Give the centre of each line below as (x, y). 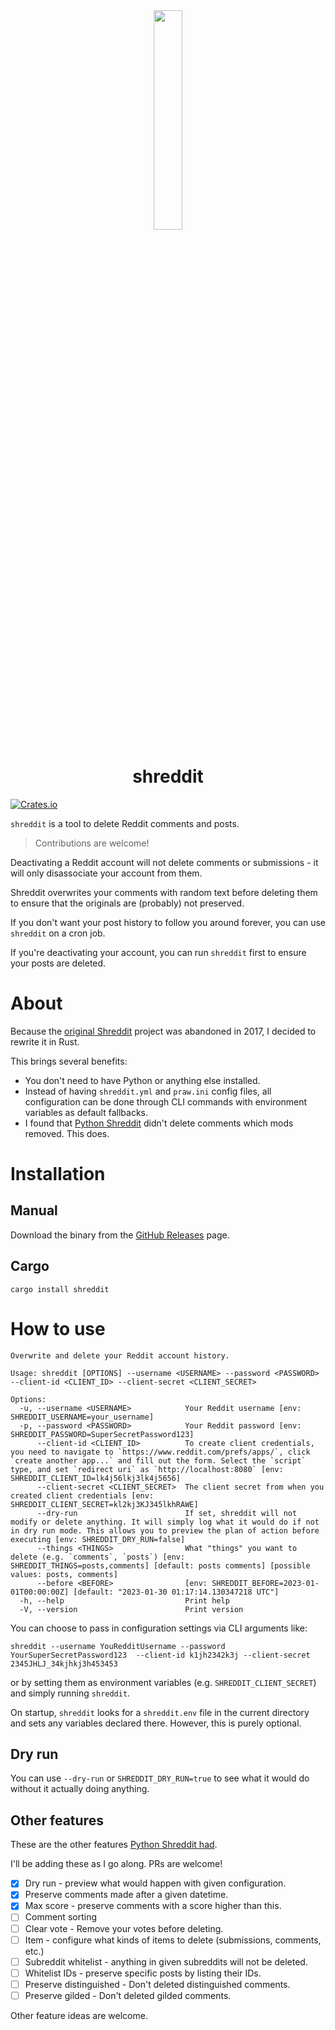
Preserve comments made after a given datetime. (126, 1895)
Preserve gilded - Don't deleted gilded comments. (128, 1995)
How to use (58, 1328)
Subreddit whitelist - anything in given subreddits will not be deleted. (166, 1961)
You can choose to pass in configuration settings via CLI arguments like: (159, 1628)
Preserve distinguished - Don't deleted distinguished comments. (157, 1984)
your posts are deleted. (58, 963)
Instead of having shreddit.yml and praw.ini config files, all (148, 1091)
